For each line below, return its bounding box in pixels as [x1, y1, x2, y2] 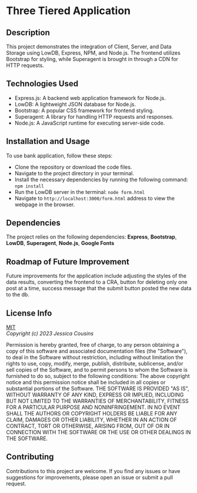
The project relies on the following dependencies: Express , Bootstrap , [6, 233, 177, 240]
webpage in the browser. [14, 201, 75, 208]
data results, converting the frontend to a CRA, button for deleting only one [6, 279, 188, 286]
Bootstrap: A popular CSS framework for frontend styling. [14, 107, 154, 114]
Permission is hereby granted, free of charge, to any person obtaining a [6, 341, 179, 348]
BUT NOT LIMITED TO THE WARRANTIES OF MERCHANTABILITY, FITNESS [6, 398, 189, 405]
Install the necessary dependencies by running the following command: [14, 176, 188, 183]
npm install [14, 183, 44, 189]
